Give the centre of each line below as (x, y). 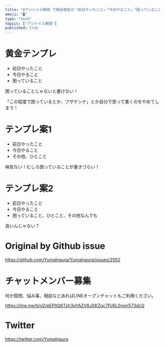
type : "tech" (18, 19)
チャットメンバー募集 (48, 281)
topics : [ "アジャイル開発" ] (31, 23)
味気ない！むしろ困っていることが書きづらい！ (52, 167)
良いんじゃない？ (22, 226)
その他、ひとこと (29, 156)
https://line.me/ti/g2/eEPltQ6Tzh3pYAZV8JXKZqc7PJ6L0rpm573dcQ (75, 305)
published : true (22, 28)
